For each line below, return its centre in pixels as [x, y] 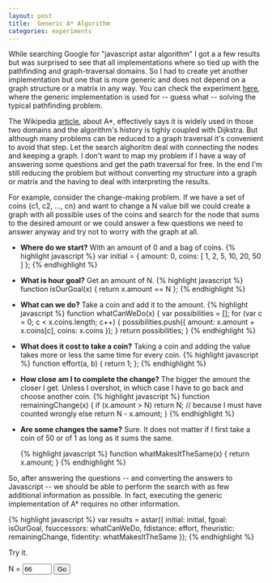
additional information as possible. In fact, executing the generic [115, 495]
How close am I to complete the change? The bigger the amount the [135, 379]
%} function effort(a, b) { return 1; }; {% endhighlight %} [113, 364]
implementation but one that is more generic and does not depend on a [127, 80]
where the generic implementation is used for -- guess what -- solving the [132, 97]
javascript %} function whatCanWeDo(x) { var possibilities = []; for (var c [141, 314]
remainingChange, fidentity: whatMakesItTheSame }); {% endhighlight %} [132, 537]
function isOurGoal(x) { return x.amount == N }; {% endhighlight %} [133, 289]
